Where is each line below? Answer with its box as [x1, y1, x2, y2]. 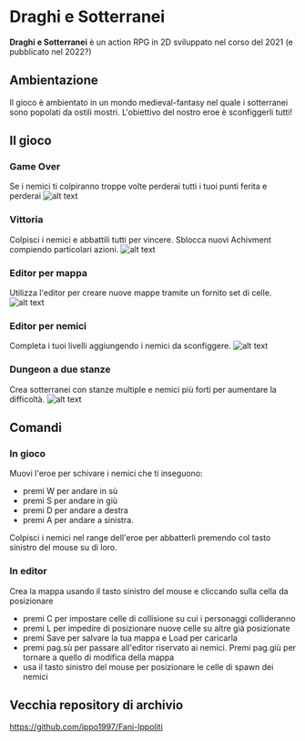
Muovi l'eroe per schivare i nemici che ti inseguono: [9, 468, 203, 479]
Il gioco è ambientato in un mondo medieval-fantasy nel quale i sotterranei [9, 97, 289, 108]
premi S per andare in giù [22, 495, 118, 507]
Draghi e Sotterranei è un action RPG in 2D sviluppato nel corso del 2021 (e [9, 36, 294, 47]
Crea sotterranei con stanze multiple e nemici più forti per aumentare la [9, 384, 278, 395]
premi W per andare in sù [22, 486, 118, 497]
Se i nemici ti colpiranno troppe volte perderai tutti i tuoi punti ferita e [9, 180, 268, 192]
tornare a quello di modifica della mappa [22, 652, 175, 663]
